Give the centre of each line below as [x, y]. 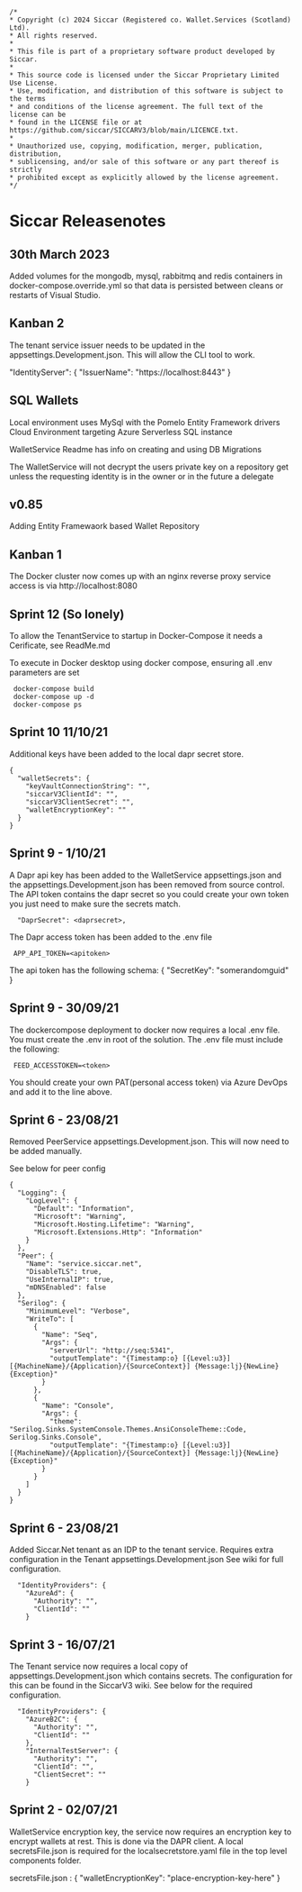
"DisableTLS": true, [64, 1272]
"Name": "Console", [78, 1406]
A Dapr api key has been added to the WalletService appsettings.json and [146, 875]
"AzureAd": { [50, 1594]
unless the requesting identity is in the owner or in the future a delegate [142, 476]
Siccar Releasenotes [88, 221]
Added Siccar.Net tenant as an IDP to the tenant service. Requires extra [142, 1550]
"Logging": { [42, 1193]
